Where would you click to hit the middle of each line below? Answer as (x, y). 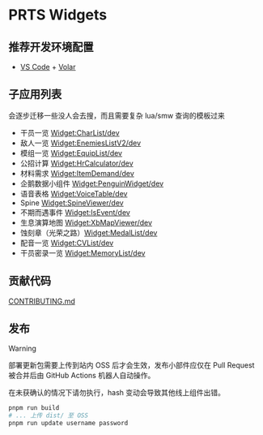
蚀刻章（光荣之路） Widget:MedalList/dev (89, 232)
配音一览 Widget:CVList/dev (67, 243)
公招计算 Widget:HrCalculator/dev (76, 163)
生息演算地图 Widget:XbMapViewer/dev (86, 222)
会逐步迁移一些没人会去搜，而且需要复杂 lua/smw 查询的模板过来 (117, 115)
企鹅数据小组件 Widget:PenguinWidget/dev (92, 183)
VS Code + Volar (48, 67)
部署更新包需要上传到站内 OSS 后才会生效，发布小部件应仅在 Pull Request (131, 365)
